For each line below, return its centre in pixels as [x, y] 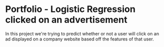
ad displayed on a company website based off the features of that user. [80, 39]
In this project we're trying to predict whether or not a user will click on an [82, 33]
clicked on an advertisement [66, 20]
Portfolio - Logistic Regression [70, 9]
